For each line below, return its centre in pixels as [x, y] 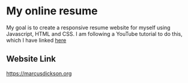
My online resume [52, 11]
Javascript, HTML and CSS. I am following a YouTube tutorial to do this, [95, 33]
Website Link [31, 59]
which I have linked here [36, 40]
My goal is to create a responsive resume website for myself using [88, 27]
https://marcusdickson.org [39, 73]
